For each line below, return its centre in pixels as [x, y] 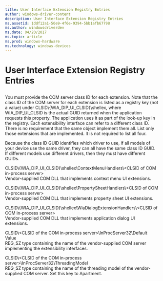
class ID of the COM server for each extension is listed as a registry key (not [82, 103]
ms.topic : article [24, 37]
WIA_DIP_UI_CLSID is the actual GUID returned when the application [73, 113]
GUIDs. [12, 159]
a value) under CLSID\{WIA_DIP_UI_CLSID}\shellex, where [63, 108]
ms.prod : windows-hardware [32, 42]
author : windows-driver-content [38, 14]
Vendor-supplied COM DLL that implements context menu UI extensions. [78, 178]
